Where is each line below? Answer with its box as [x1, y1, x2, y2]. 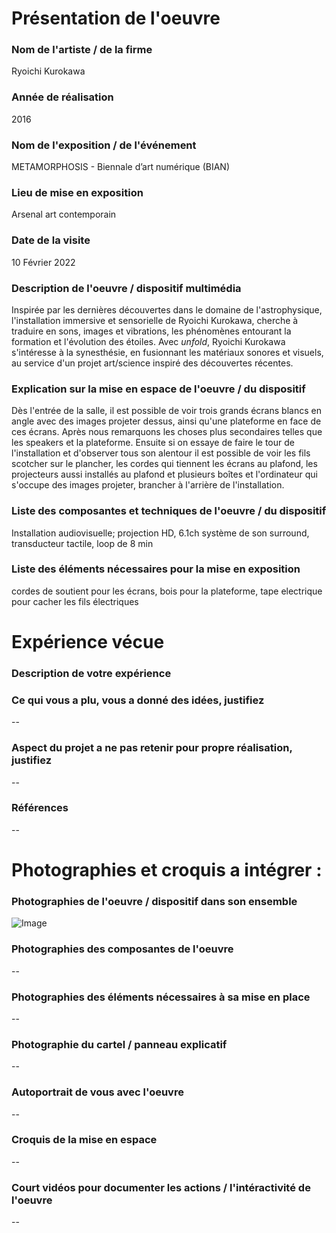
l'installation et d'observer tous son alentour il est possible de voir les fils [11, 447, 311, 459]
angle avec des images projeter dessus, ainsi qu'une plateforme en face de [11, 415, 322, 427]
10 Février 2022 [11, 256, 76, 268]
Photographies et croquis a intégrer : [11, 859, 323, 882]
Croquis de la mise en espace [11, 1133, 158, 1147]
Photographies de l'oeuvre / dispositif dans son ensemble [11, 894, 298, 908]
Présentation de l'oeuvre [11, 7, 221, 30]
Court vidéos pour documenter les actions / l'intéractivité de [11, 1180, 311, 1194]
